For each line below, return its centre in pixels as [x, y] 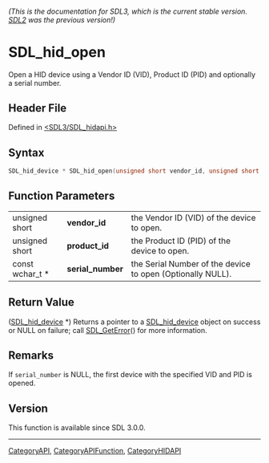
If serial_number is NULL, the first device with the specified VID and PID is [130, 375]
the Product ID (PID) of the [181, 241]
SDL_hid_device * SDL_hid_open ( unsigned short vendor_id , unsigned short [134, 171]
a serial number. [35, 83]
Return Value [41, 302]
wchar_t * [31, 274]
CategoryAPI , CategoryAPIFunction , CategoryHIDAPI [95, 451]
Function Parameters [62, 196]
